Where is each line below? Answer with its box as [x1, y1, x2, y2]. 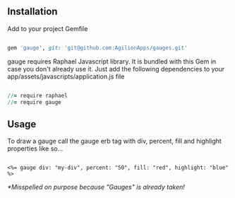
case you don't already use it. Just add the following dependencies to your [7, 64, 224, 73]
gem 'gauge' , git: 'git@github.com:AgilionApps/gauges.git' [7, 44, 188, 52]
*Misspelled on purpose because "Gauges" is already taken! [7, 183, 186, 192]
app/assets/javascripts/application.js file [7, 72, 125, 81]
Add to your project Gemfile [7, 24, 88, 33]
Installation [7, 6, 58, 18]
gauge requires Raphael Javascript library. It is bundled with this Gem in [7, 57, 217, 66]
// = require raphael [7, 92, 68, 99]
